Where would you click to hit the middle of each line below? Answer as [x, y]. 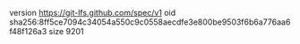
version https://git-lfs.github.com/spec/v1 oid [93, 13]
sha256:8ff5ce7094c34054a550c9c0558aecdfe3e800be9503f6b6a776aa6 [150, 22]
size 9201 [66, 31]
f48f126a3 [28, 31]
